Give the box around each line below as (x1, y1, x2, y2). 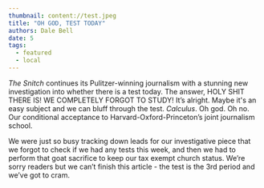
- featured (15, 49, 52, 57)
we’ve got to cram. (8, 170, 71, 180)
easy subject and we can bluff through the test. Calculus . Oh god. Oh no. (8, 103, 250, 113)
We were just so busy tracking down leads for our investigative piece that (8, 136, 251, 146)
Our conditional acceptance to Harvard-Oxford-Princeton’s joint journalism (8, 112, 255, 122)
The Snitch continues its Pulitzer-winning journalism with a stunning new (8, 78, 249, 88)
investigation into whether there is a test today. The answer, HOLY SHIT (8, 86, 245, 96)
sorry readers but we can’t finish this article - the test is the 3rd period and (8, 162, 255, 171)
